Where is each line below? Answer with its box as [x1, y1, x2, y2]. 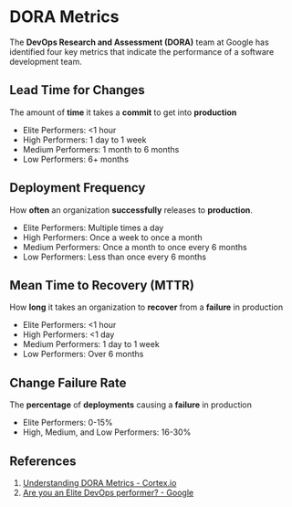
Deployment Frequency [9, 180, 146, 195]
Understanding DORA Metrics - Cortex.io [22, 478, 177, 488]
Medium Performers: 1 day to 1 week [22, 339, 160, 350]
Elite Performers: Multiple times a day [22, 222, 164, 233]
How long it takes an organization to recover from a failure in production [9, 301, 284, 312]
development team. [9, 56, 82, 67]
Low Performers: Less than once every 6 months [22, 251, 207, 262]
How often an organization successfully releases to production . [9, 204, 253, 216]
